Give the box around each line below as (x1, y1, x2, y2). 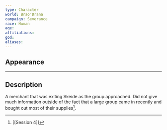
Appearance (5, 58, 45, 66)
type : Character (5, 7, 39, 12)
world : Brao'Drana (5, 12, 43, 17)
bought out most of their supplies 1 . (5, 104, 76, 111)
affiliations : (5, 30, 35, 35)
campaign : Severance (5, 16, 48, 21)
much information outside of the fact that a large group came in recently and (5, 99, 162, 105)
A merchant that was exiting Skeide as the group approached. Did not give (5, 94, 158, 100)
